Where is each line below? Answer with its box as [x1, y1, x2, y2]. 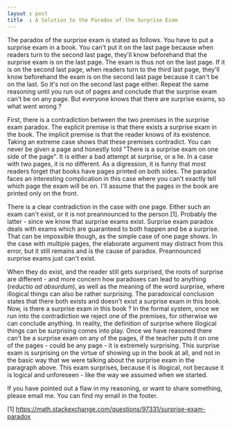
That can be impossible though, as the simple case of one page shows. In [7, 232, 217, 240]
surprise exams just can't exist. [7, 254, 96, 262]
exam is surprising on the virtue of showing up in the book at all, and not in [7, 348, 220, 357]
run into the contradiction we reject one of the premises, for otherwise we [7, 311, 218, 320]
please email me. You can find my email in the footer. [7, 391, 158, 399]
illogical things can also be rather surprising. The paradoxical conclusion [7, 289, 215, 298]
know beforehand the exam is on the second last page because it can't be [7, 72, 219, 80]
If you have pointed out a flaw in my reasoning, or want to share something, [7, 384, 223, 392]
